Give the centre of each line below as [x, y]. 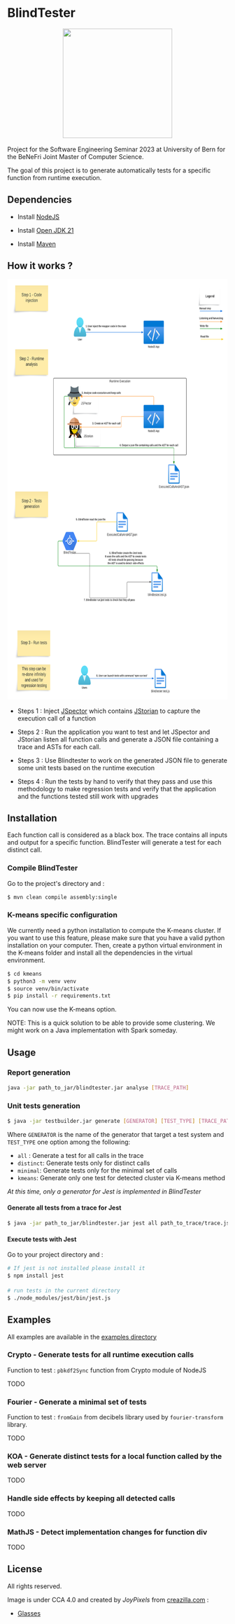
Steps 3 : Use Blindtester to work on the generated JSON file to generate [122, 760]
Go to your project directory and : [55, 1255]
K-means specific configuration [62, 915]
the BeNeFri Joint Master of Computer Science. [76, 156]
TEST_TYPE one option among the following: [69, 1142]
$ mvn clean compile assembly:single [62, 897]
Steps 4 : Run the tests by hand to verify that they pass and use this [115, 781]
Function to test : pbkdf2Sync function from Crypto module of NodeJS [107, 1370]
